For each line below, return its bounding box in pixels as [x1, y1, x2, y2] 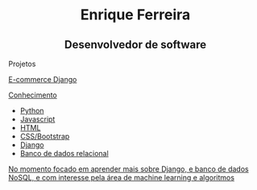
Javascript [19, 114, 56, 124]
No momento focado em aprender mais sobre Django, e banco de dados [8, 164, 249, 174]
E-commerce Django [8, 75, 77, 84]
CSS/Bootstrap [19, 131, 70, 141]
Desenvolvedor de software [64, 38, 207, 52]
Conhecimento [8, 90, 58, 100]
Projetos [8, 59, 36, 68]
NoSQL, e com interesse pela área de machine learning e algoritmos [8, 173, 235, 182]
